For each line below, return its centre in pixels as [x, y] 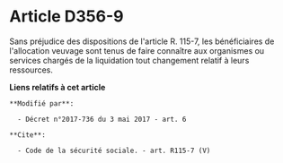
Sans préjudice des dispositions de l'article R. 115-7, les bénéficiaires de [142, 41]
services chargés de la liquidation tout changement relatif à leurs [129, 60]
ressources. [31, 70]
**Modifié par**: [42, 103]
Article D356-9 [66, 17]
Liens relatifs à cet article [57, 87]
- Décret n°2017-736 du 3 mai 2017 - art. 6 [102, 119]
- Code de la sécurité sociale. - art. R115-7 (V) [114, 150]
